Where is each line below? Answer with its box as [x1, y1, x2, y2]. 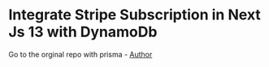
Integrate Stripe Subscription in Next [8, 6, 262, 24]
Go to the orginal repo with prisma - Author [8, 49, 153, 59]
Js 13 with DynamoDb [8, 23, 158, 41]
